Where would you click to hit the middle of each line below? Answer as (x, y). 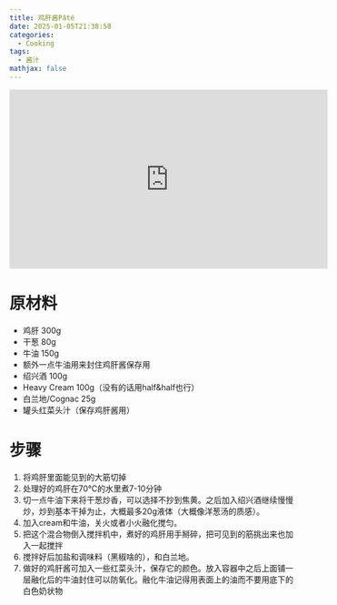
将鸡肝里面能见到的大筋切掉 (74, 477)
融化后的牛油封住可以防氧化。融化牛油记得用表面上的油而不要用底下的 (162, 580)
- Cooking (36, 43)
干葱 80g (39, 341)
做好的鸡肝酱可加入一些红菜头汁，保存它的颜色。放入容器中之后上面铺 (154, 568)
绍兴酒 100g (45, 376)
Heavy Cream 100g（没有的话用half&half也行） (111, 387)
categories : (32, 35)
